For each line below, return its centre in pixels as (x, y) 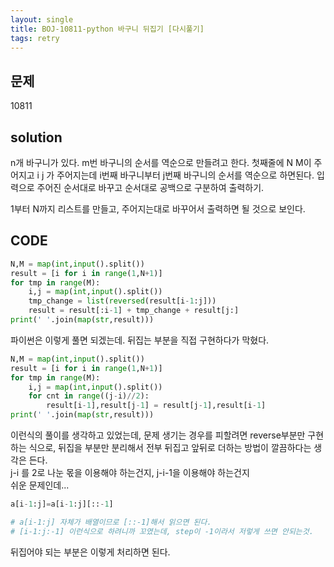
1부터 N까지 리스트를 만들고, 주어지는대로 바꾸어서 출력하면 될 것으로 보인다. (158, 209)
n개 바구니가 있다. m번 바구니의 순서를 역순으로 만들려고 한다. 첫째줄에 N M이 (161, 162)
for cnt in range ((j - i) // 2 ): (89, 396)
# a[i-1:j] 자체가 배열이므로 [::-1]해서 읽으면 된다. (111, 522)
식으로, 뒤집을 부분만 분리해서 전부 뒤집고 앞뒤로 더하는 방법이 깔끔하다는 (170, 448)
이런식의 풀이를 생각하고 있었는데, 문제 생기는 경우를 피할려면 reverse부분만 (158, 435)
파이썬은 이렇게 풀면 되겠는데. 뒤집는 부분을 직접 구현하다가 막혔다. (140, 340)
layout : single (42, 19)
